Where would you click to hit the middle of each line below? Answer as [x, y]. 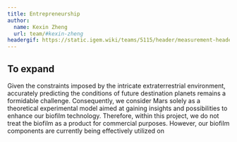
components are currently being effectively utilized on [86, 131]
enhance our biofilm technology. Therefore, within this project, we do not [113, 116]
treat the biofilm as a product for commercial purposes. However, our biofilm [119, 123]
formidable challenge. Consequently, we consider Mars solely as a [104, 100]
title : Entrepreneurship [44, 14]
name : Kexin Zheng [41, 27]
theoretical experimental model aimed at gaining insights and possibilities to [117, 108]
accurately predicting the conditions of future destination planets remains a [117, 93]
